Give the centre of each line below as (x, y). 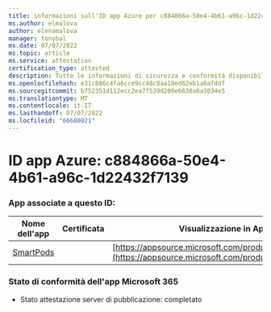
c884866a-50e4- (165, 161)
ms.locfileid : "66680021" (52, 121)
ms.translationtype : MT (48, 98)
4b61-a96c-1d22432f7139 (99, 178)
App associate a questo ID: (62, 202)
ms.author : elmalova (43, 23)
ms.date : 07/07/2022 (43, 46)
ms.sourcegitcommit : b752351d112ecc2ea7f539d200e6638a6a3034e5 (117, 91)
